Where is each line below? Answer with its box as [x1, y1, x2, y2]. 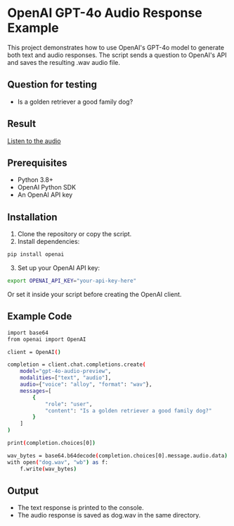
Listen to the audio [7, 136, 61, 145]
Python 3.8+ [17, 176, 54, 184]
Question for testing [7, 79, 97, 91]
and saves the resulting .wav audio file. [7, 58, 121, 66]
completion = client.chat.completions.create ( [7, 361, 146, 368]
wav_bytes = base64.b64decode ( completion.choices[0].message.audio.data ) [7, 452, 228, 459]
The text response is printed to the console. [17, 503, 144, 512]
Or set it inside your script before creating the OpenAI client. [7, 290, 182, 298]
